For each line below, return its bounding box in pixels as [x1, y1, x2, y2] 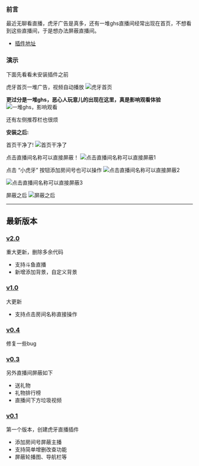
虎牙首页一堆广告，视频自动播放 [6, 83, 84, 90]
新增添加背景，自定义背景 [14, 269, 78, 276]
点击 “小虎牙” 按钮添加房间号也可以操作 [6, 166, 102, 173]
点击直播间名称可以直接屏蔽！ [6, 154, 79, 161]
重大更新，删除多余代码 [6, 248, 63, 256]
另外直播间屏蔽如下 [6, 369, 53, 376]
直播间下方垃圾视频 [14, 397, 62, 404]
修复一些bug [6, 340, 37, 347]
